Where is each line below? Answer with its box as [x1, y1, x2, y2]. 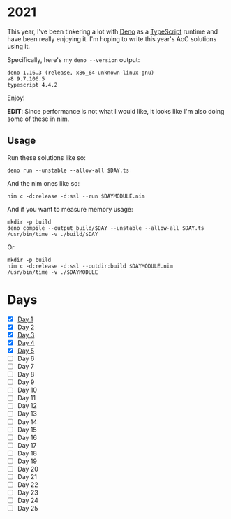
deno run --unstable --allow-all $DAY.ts [7, 167, 130, 174]
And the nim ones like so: [7, 179, 80, 187]
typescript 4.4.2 [7, 81, 58, 88]
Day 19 [17, 457, 37, 465]
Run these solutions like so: [7, 153, 86, 161]
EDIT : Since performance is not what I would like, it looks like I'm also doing [7, 107, 225, 115]
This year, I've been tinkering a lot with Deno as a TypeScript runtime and [7, 27, 218, 36]
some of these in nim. [7, 115, 70, 123]
